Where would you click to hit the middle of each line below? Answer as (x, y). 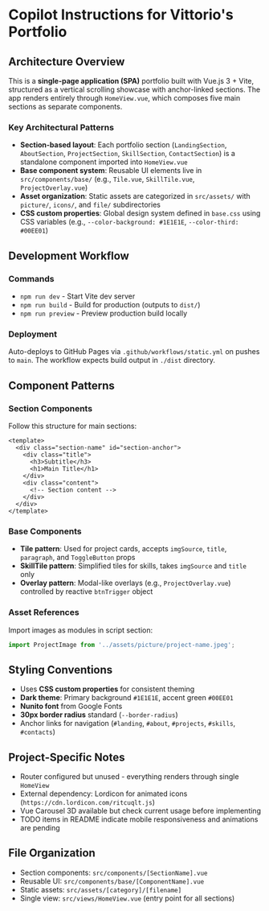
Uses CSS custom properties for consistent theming (107, 689)
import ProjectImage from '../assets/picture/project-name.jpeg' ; (122, 645)
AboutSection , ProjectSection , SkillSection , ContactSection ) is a (127, 154)
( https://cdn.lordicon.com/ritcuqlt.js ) (87, 802)
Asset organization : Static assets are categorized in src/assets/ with (135, 196)
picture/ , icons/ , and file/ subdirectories (90, 205)
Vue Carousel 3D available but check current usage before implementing (140, 811)
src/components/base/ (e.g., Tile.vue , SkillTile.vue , (107, 179)
